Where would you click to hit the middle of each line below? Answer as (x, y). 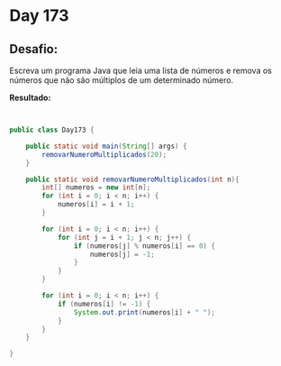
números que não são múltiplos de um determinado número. (122, 80)
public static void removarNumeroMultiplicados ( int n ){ (133, 179)
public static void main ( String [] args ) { (106, 146)
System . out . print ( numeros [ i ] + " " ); (145, 312)
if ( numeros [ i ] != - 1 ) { (104, 304)
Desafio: (34, 49)
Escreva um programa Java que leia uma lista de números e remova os (140, 70)
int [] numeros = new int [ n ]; (96, 188)
